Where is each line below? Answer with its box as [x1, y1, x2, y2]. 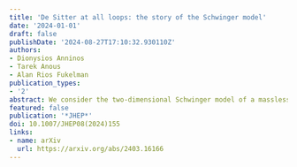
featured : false [9, 103, 69, 112]
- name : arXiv [9, 136, 62, 145]
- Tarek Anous [9, 63, 62, 72]
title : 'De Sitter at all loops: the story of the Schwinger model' [9, 12, 267, 22]
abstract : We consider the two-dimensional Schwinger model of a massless [9, 95, 291, 104]
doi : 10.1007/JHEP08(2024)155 [9, 120, 121, 129]
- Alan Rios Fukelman [9, 71, 89, 80]
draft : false [9, 29, 57, 38]
